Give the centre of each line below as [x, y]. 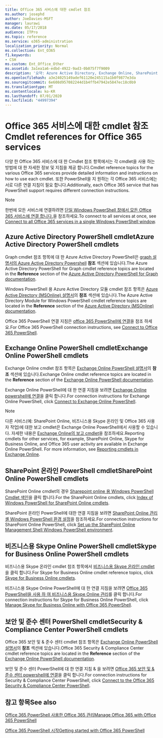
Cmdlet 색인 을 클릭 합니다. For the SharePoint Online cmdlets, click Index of [79, 497]
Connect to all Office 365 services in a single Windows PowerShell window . [81, 222]
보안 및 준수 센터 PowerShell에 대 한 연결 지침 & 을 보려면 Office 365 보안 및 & [80, 669]
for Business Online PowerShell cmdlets [67, 554]
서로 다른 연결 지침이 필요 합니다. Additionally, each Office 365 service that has [82, 185]
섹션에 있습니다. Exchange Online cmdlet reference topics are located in [81, 374]
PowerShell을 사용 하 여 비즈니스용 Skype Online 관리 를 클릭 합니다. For [74, 594]
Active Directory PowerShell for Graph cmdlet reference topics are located [80, 268]
